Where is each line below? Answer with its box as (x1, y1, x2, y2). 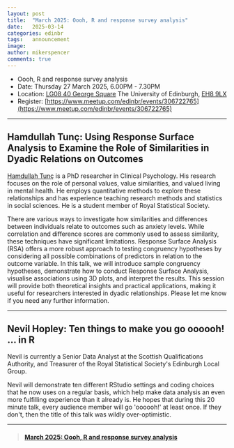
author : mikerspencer (7, 50, 70, 57)
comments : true (7, 56, 52, 63)
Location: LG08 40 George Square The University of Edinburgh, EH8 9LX (17, 89, 227, 98)
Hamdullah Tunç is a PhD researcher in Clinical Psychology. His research (7, 172, 216, 180)
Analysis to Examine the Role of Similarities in (7, 142, 210, 154)
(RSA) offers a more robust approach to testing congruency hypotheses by (7, 244, 222, 253)
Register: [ (17, 97, 47, 105)
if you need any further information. (7, 296, 109, 304)
